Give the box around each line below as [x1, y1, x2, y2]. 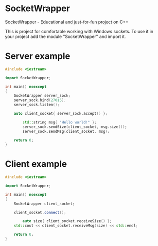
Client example [5, 158, 67, 170]
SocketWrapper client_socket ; [14, 201, 75, 206]
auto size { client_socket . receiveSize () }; [22, 219, 112, 224]
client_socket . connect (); [14, 210, 67, 215]
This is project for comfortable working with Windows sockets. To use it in [5, 28, 154, 34]
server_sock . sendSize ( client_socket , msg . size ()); [22, 124, 127, 129]
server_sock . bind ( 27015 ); [14, 98, 67, 103]
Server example [5, 51, 70, 62]
